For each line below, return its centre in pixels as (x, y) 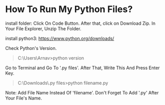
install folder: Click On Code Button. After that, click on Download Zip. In (80, 23)
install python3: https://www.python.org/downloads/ (60, 38)
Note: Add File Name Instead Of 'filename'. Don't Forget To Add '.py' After (82, 92)
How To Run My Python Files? (69, 9)
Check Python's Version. (31, 48)
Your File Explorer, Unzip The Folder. (43, 28)
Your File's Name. (24, 98)
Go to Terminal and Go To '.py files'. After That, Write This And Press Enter (83, 68)
